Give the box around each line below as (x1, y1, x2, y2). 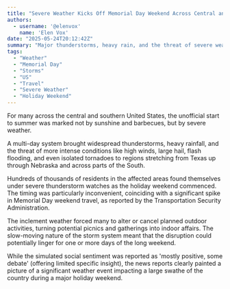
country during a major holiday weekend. (7, 274, 123, 281)
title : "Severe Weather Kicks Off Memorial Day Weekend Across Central (7, 10, 216, 17)
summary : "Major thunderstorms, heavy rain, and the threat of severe (7, 42, 213, 49)
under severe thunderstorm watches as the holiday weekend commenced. (7, 182, 217, 190)
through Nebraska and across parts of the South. (7, 162, 146, 169)
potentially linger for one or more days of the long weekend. (7, 239, 177, 247)
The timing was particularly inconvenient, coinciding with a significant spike (7, 189, 221, 197)
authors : (7, 16, 32, 23)
